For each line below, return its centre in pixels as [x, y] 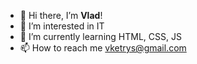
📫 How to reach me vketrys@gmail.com [103, 48]
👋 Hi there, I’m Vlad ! [61, 15]
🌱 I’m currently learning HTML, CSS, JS [100, 36]
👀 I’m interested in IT [62, 26]
